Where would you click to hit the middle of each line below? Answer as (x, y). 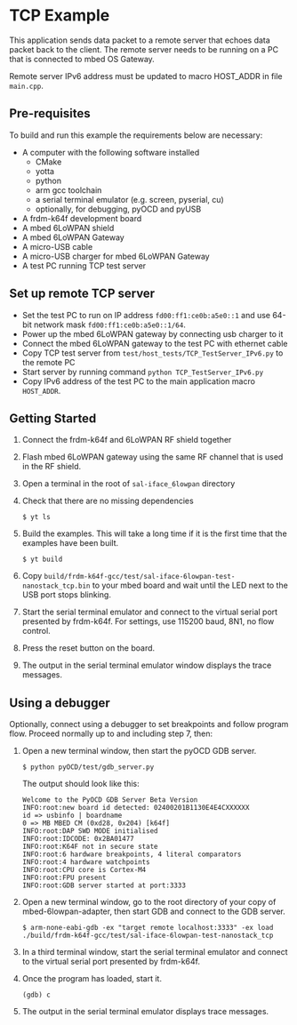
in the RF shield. (52, 467)
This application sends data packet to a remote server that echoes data (140, 40)
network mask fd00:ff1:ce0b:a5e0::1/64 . (110, 324)
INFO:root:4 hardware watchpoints (86, 862)
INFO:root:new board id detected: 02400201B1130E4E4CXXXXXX (136, 808)
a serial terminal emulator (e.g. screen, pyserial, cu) (129, 199)
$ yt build (42, 560)
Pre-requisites (50, 113)
